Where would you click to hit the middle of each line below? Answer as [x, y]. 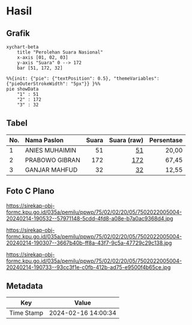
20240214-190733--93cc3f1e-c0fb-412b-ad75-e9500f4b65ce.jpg [88, 267]
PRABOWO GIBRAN [52, 160]
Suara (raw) [126, 140]
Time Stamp [26, 313]
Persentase [166, 140]
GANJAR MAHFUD [51, 169]
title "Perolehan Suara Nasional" [60, 52]
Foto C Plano [30, 191]
